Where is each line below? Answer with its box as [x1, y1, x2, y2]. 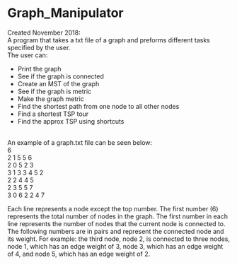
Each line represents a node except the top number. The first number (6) [7, 204, 219, 213]
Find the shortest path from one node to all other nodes [17, 102, 180, 110]
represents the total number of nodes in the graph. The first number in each [7, 212, 229, 220]
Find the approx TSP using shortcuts [17, 117, 125, 125]
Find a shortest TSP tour [17, 110, 89, 118]
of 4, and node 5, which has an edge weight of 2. [7, 249, 151, 258]
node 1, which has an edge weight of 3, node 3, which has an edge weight [7, 242, 224, 250]
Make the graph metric [17, 94, 85, 103]
